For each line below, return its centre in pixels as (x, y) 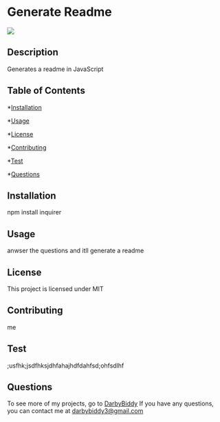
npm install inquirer (34, 212)
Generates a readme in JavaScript (55, 69)
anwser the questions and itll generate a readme (76, 251)
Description (33, 52)
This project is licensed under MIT (56, 289)
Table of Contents (46, 91)
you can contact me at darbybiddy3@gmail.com (75, 411)
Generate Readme (59, 12)
